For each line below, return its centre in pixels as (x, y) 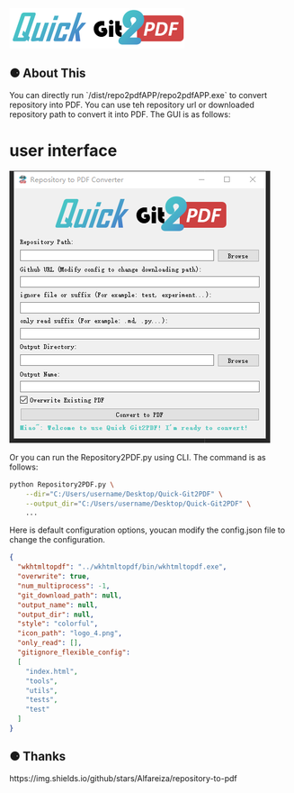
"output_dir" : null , (56, 615)
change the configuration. (57, 540)
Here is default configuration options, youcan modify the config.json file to (147, 530)
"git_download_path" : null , (70, 595)
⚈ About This (48, 73)
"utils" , (42, 690)
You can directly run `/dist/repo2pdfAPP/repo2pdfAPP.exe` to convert (138, 95)
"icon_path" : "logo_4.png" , (70, 633)
